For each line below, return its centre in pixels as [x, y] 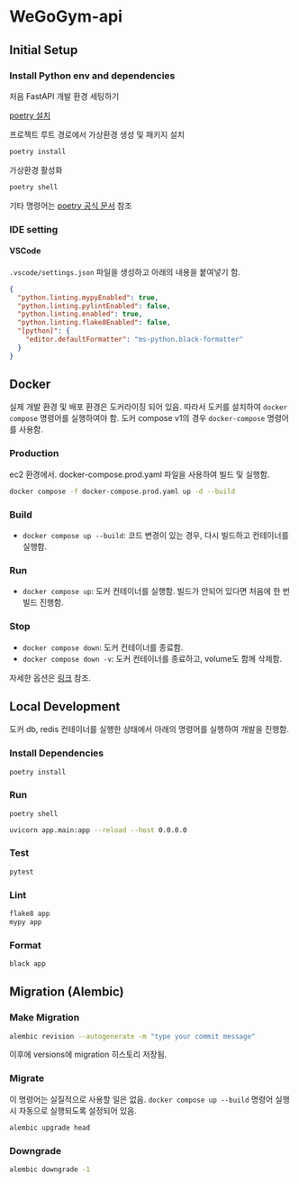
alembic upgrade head [50, 1128]
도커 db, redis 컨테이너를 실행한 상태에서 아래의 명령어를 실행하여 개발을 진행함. [149, 729]
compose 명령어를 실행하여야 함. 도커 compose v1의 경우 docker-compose [137, 418]
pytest [22, 872]
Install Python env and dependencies [92, 76]
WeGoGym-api [66, 17]
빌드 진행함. [43, 602]
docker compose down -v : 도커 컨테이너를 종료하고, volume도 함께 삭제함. [152, 658]
